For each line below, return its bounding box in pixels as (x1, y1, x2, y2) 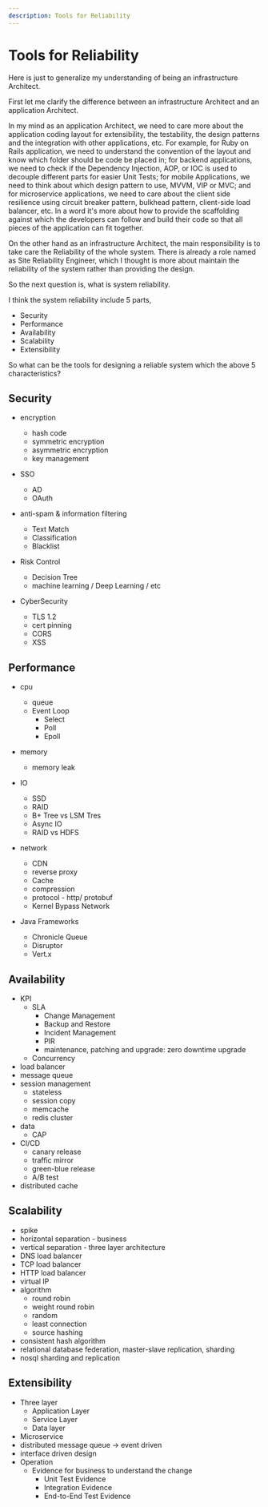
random (31, 1310, 58, 1320)
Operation (19, 1457, 54, 1466)
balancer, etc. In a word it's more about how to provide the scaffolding (8, 206, 240, 215)
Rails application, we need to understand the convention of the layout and (8, 146, 251, 156)
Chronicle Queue (31, 932, 88, 942)
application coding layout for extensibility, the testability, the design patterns (8, 129, 260, 139)
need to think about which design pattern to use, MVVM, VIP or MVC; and (8, 180, 251, 190)
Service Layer (31, 1414, 78, 1424)
